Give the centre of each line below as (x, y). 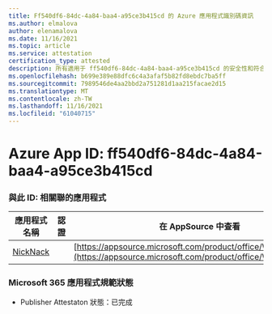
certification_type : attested (59, 62)
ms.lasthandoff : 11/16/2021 (56, 106)
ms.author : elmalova (43, 23)
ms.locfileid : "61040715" (52, 114)
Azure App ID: (56, 154)
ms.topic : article (39, 46)
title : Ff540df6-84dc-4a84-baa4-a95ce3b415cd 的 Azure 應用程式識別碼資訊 (131, 16)
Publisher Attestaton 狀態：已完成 (76, 302)
